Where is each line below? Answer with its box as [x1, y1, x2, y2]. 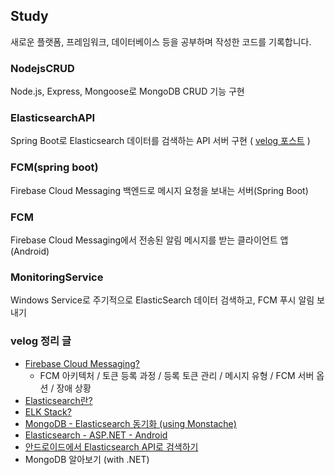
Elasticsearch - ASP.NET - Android [24, 429, 168, 441]
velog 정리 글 [10, 334, 72, 348]
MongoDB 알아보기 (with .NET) [24, 453, 150, 465]
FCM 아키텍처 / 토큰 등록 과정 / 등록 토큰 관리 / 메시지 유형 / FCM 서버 [39, 369, 315, 381]
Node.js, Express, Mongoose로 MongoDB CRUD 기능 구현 [10, 85, 245, 98]
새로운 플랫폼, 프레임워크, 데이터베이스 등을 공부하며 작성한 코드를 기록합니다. [10, 35, 312, 48]
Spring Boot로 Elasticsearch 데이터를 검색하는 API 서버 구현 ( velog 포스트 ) [10, 135, 311, 147]
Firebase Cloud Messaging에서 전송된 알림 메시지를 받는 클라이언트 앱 [10, 234, 289, 246]
